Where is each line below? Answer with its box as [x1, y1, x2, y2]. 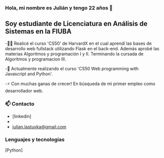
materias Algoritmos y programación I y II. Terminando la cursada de [5, 51, 144, 57]
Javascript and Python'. [5, 71, 53, 77]
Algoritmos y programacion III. [5, 56, 66, 62]
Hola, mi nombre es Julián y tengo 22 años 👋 [5, 4, 113, 11]
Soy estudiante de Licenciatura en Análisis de [5, 20, 148, 28]
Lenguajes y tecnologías [5, 136, 65, 143]
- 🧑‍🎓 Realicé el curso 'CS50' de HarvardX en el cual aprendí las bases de [5, 40, 152, 46]
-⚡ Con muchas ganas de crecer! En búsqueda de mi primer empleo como [5, 81, 156, 87]
